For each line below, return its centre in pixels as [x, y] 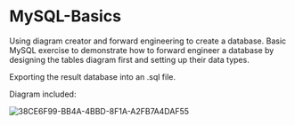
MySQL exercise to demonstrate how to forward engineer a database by [142, 50]
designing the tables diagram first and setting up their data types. [129, 59]
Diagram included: [43, 94]
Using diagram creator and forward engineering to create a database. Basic [148, 41]
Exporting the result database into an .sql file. [93, 76]
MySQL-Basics [66, 16]
